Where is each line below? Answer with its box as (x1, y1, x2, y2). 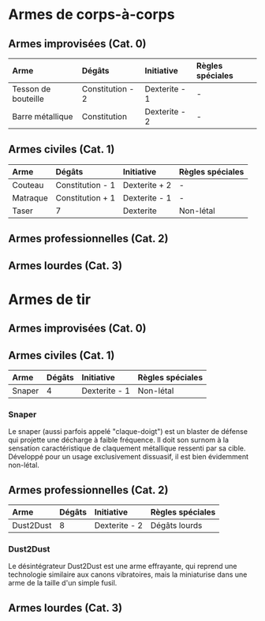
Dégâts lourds (150, 520, 203, 531)
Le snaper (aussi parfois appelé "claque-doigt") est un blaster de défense (8, 427, 248, 436)
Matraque (12, 192, 49, 203)
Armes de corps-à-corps (8, 6, 175, 24)
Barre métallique (12, 111, 73, 122)
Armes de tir (8, 290, 91, 309)
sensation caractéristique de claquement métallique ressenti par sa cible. (8, 443, 246, 453)
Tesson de (12, 84, 51, 94)
